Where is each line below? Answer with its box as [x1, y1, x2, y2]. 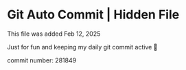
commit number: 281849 [7, 56, 77, 65]
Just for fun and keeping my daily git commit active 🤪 [7, 43, 158, 51]
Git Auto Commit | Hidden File [7, 7, 180, 23]
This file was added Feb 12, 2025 [7, 30, 101, 38]
